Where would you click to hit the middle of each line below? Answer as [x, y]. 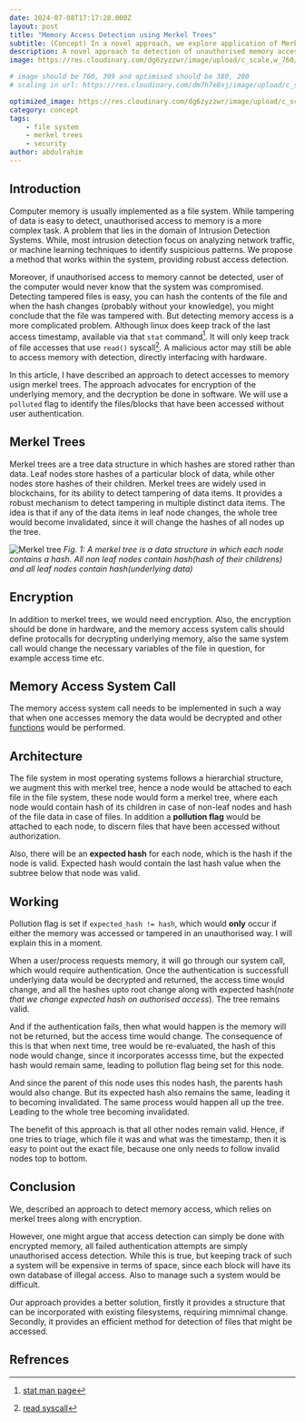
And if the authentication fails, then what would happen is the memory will [148, 1027]
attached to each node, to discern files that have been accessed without [145, 827]
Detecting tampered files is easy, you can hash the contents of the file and [148, 296]
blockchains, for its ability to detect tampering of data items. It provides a [146, 493]
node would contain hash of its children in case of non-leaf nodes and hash [151, 807]
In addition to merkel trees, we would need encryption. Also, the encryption [150, 619]
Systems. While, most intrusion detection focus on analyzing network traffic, [152, 240]
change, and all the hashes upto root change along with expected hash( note [152, 990]
